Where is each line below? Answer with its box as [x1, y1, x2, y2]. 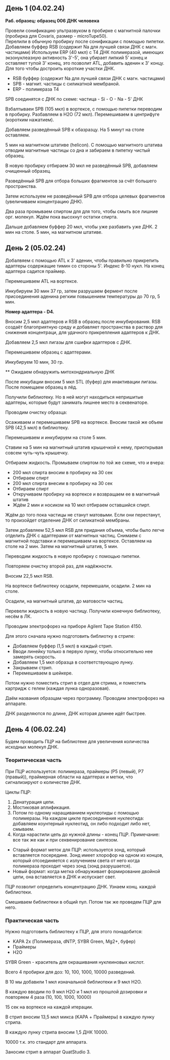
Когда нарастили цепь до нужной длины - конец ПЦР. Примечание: [12, 831, 160, 837]
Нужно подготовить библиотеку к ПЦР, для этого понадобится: [5, 929, 143, 935]
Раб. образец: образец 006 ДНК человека [5, 17, 100, 23]
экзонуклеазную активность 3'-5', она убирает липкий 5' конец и [5, 55, 147, 61]
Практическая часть [5, 917, 59, 924]
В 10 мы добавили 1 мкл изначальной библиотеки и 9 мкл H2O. [5, 979, 142, 985]
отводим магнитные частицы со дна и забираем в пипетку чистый [5, 147, 150, 153]
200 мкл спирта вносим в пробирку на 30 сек [12, 469, 113, 475]
